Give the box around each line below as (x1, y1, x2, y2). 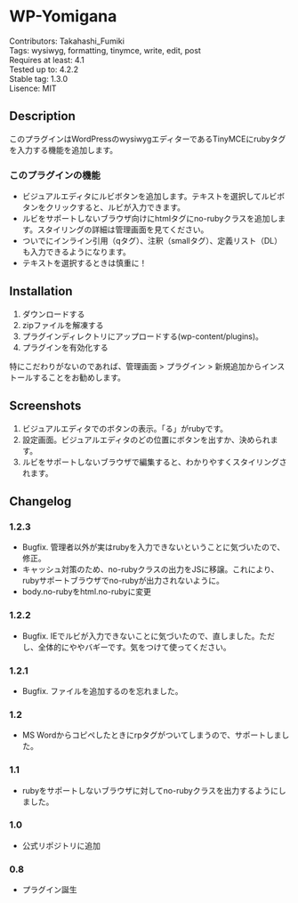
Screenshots (9, 399, 82, 414)
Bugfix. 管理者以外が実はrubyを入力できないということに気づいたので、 (21, 542, 286, 552)
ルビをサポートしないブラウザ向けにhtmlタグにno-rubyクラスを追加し (21, 214, 278, 224)
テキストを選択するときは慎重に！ (21, 258, 148, 269)
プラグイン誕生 (21, 884, 77, 895)
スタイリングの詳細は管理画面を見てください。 (36, 224, 209, 235)
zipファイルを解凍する (21, 319, 104, 330)
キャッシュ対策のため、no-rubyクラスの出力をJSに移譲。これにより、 (21, 564, 279, 575)
